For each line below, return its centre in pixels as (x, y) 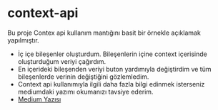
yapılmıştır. (23, 40)
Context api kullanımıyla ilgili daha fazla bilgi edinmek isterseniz (111, 84)
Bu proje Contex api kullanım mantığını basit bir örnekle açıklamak (104, 33)
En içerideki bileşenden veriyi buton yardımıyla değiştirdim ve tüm (114, 69)
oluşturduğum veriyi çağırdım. (62, 61)
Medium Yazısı (39, 99)
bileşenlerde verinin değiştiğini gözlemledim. (83, 77)
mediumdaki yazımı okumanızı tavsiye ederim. (85, 92)
